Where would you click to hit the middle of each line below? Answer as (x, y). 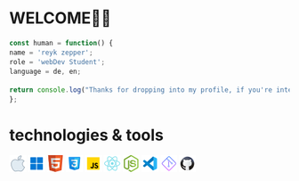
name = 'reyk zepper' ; (51, 53)
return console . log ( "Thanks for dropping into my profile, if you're (141, 90)
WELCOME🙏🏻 (61, 18)
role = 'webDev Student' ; (57, 62)
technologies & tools (87, 135)
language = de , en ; (45, 71)
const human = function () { (61, 43)
